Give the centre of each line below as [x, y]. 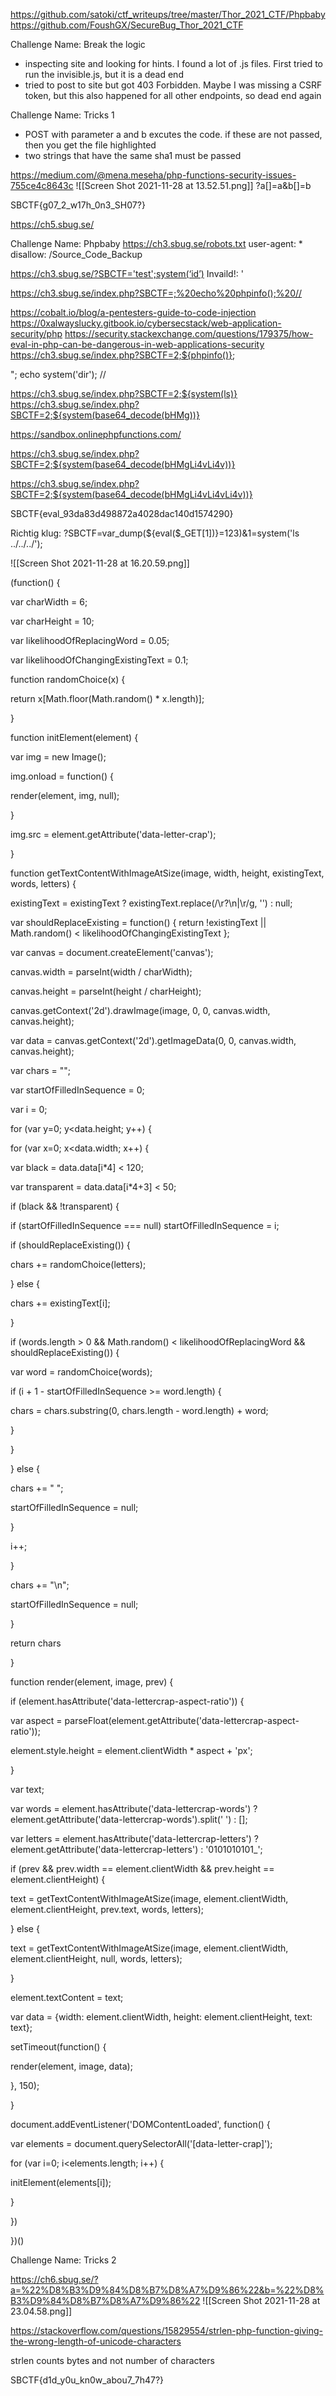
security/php [36, 333]
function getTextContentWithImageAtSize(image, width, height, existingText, [167, 873]
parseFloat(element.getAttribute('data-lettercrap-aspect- [182, 1720]
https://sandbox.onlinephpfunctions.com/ [96, 434]
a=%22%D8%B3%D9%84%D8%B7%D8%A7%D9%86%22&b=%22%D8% [167, 2290]
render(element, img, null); [65, 795]
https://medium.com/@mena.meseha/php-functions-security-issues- [153, 175]
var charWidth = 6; [49, 602]
